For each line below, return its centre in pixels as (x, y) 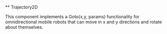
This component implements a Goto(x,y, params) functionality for (72, 17)
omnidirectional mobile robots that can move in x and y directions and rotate (84, 22)
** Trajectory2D (21, 7)
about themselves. (24, 27)
